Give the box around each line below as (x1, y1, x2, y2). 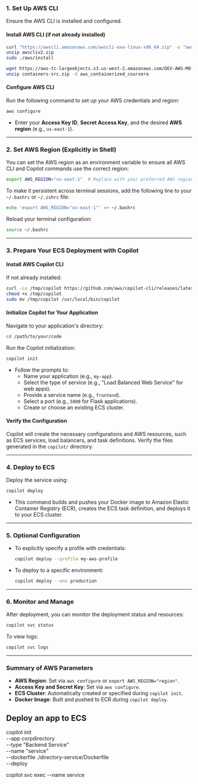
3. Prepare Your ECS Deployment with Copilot (6, 246, 139, 254)
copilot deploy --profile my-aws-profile (14, 556, 118, 562)
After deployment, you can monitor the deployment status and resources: (6, 611, 184, 618)
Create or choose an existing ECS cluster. (23, 403, 125, 411)
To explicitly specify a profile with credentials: (14, 545, 127, 552)
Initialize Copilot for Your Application (6, 309, 98, 316)
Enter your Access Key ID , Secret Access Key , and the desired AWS (14, 119, 182, 126)
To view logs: (6, 633, 38, 640)
